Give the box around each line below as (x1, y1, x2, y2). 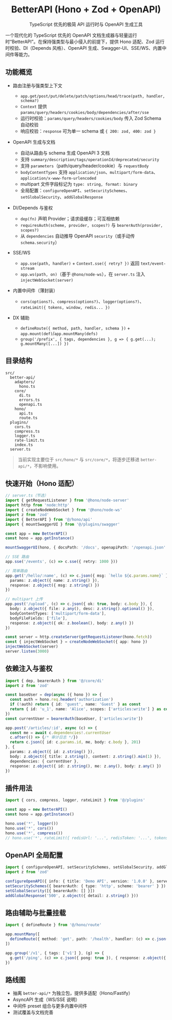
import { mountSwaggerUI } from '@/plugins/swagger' (5, 522, 120, 527)
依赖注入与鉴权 (5, 664, 53, 673)
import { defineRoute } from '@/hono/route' (5, 923, 102, 928)
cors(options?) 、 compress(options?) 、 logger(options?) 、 (20, 298, 144, 304)
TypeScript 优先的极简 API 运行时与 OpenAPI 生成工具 (29, 21, 143, 27)
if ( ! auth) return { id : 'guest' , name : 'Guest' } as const (10, 702, 141, 707)
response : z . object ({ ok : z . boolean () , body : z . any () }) (10, 620, 134, 625)
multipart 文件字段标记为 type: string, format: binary (20, 181, 138, 187)
